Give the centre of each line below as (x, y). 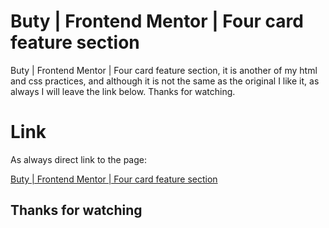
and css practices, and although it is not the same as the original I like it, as (165, 81)
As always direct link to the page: (78, 159)
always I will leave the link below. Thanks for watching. (123, 91)
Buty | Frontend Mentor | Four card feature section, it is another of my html (164, 70)
